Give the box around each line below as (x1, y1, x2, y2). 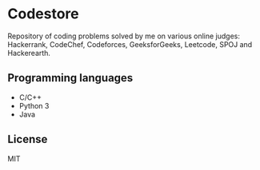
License (7, 132, 48, 146)
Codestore (7, 5, 79, 23)
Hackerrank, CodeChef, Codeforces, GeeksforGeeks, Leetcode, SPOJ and (7, 39, 253, 49)
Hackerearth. (7, 48, 51, 57)
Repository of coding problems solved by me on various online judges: (7, 31, 241, 41)
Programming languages (7, 71, 134, 85)
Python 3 (18, 101, 50, 110)
